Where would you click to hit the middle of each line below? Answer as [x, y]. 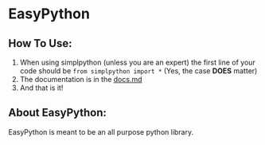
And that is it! [41, 88]
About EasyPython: [58, 113]
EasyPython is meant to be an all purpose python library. [101, 131]
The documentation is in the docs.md [81, 79]
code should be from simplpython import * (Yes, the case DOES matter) [138, 71]
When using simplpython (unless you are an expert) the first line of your [138, 62]
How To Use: [40, 43]
